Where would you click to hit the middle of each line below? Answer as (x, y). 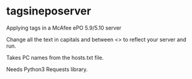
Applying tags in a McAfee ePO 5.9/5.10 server (64, 28)
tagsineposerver (49, 11)
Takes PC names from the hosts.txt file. (55, 57)
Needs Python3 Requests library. (47, 69)
